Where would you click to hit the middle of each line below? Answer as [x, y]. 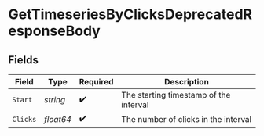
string [55, 100]
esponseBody [54, 31]
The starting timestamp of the [176, 95]
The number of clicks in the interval [187, 119]
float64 [58, 119]
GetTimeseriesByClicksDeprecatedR [130, 14]
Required [96, 82]
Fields [24, 60]
